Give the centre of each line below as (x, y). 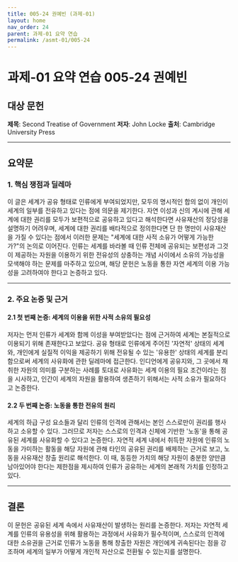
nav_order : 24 (28, 27)
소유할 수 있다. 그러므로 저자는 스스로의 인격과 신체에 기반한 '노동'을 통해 (120, 431)
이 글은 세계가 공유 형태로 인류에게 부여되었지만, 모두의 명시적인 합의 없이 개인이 (118, 201)
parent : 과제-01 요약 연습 (42, 34)
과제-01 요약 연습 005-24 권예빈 (97, 78)
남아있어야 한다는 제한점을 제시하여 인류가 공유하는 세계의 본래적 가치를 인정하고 (118, 467)
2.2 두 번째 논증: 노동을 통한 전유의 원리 (61, 405)
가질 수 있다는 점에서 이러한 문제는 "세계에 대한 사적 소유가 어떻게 (105, 237)
